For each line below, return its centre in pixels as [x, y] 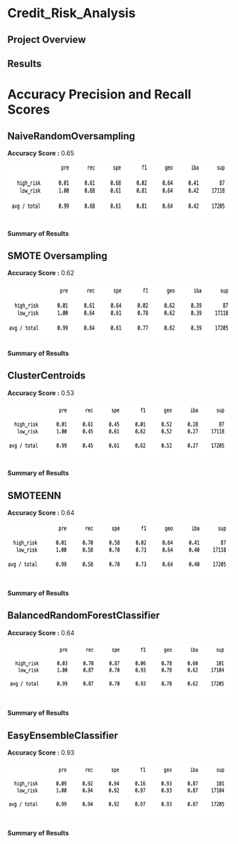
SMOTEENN [35, 496]
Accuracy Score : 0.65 [41, 153]
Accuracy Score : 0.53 [41, 393]
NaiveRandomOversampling [71, 136]
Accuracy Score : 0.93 [41, 753]
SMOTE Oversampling [58, 255]
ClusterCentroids [47, 376]
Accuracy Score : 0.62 [41, 273]
